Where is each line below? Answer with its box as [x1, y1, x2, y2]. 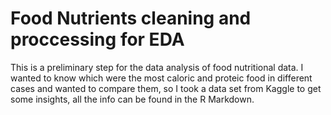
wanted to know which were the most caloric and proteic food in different [10, 72, 313, 84]
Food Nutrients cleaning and [10, 7, 252, 30]
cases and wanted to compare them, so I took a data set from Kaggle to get [10, 82, 322, 94]
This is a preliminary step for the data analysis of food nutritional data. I [10, 61, 304, 73]
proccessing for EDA [10, 28, 185, 51]
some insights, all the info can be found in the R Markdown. [10, 93, 255, 105]
